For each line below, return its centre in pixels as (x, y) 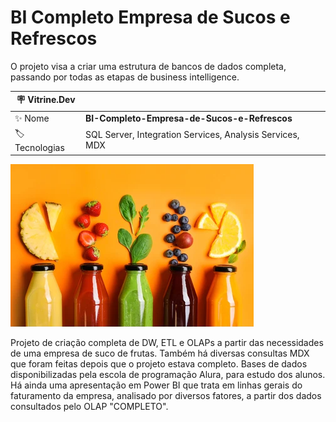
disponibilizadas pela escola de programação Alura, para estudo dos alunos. (168, 375)
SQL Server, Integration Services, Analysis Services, (192, 135)
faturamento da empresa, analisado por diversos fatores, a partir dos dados (166, 396)
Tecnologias (39, 147)
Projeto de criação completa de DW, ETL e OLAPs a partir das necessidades (167, 343)
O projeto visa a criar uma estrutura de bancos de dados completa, (148, 66)
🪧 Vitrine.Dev (46, 100)
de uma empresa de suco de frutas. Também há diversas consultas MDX (160, 353)
